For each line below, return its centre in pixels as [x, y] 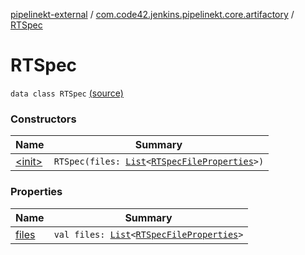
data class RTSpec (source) [67, 93]
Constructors [43, 119]
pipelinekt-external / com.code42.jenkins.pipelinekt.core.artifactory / [152, 14]
